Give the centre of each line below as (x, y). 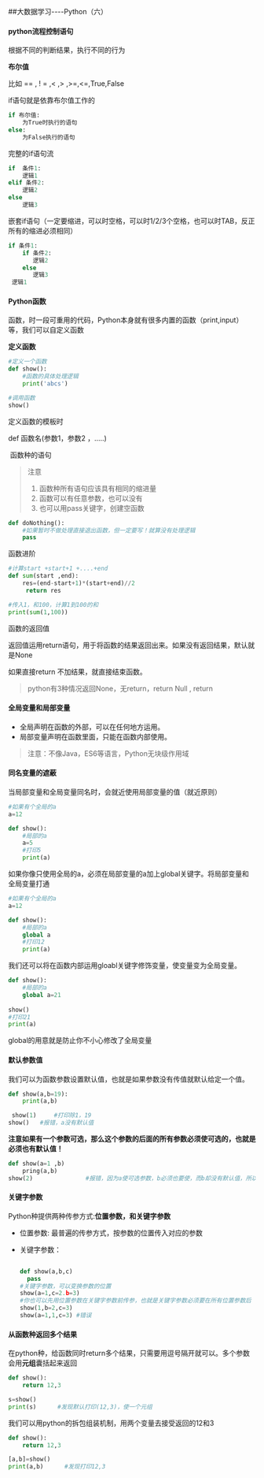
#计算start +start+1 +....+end (58, 569)
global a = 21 (42, 995)
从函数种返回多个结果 (42, 1334)
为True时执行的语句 (50, 123)
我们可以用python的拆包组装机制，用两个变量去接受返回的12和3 (111, 1423)
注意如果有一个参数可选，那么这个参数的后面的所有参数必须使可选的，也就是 (132, 1139)
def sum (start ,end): (44, 576)
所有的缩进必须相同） (42, 230)
